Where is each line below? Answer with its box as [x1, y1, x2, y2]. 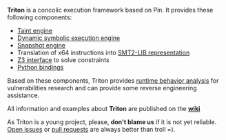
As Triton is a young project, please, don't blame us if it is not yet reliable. [7, 118, 217, 126]
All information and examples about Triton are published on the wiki [7, 105, 201, 112]
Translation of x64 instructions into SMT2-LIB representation [17, 48, 190, 57]
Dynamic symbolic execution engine [17, 34, 121, 42]
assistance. [7, 91, 40, 99]
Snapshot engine [17, 41, 65, 49]
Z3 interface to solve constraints [17, 56, 110, 64]
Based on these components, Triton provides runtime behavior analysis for [7, 77, 219, 85]
